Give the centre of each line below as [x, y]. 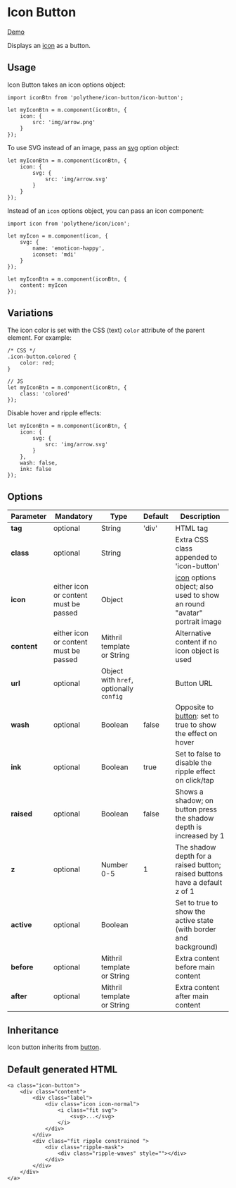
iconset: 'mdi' [55, 255]
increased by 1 [200, 836]
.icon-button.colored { [42, 357]
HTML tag [192, 528]
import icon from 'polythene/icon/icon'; [69, 223]
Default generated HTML [63, 1069]
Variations [31, 313]
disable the [194, 763]
